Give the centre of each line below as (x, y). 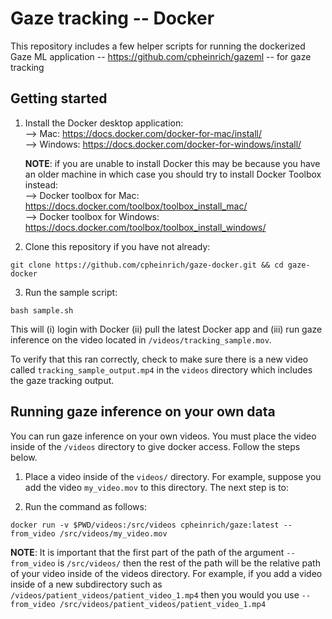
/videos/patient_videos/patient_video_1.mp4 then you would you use (155, 594)
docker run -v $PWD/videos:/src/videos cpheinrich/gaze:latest (145, 525)
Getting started (59, 98)
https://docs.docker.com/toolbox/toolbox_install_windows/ (145, 227)
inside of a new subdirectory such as (86, 584)
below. (24, 457)
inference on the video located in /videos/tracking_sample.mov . (141, 339)
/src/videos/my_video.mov (113, 533)
